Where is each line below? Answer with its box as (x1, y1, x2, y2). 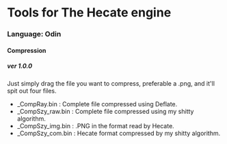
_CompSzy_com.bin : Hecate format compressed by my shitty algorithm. (16, 129, 221, 137)
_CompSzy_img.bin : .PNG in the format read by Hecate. (16, 121, 174, 130)
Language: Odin (7, 29, 62, 39)
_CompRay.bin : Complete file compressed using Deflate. (16, 99, 178, 108)
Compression (7, 46, 46, 54)
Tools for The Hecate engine (7, 5, 172, 21)
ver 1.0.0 (7, 62, 33, 70)
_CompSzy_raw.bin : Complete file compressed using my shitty (16, 107, 194, 115)
